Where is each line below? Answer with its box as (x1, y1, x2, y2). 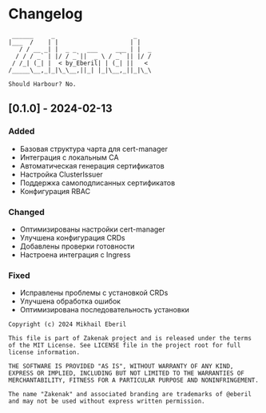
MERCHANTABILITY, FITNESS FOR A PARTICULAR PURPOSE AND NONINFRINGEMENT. (8, 376, 260, 384)
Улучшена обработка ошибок (19, 296, 121, 306)
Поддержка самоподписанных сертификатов (19, 177, 176, 188)
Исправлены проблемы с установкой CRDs (19, 288, 169, 298)
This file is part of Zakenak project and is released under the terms (8, 335, 252, 343)
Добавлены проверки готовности (19, 241, 135, 251)
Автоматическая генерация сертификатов (19, 161, 165, 170)
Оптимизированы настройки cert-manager (19, 224, 165, 234)
